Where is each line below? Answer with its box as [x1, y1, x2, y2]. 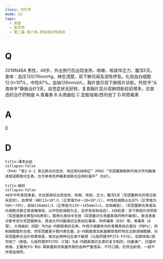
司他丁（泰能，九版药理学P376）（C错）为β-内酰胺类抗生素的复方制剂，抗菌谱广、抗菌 [5, 239, 153, 244]
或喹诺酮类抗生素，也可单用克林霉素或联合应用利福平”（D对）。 [5, 174, 113, 179]
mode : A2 [5, 12, 23, 17]
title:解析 [5, 183, 26, 188]
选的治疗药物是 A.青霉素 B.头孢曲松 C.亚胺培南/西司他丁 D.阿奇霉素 [5, 92, 139, 97]
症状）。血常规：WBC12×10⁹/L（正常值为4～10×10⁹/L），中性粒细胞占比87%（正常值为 [8, 198, 157, 203]
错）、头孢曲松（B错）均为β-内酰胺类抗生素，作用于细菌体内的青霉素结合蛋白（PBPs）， [5, 223, 155, 229]
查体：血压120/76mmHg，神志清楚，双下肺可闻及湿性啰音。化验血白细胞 [5, 74, 152, 79]
